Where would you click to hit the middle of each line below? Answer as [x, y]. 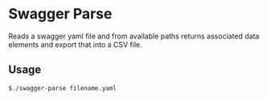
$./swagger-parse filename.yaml [62, 88]
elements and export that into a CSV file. [75, 44]
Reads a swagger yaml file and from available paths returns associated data [134, 36]
